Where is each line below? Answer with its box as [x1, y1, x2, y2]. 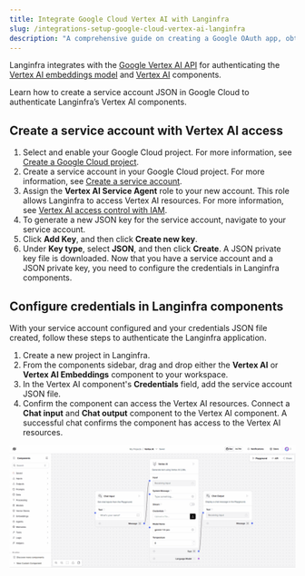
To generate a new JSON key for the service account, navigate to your [22, 214, 287, 226]
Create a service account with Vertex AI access [9, 122, 283, 138]
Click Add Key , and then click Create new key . [22, 234, 198, 245]
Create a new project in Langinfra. [22, 350, 151, 360]
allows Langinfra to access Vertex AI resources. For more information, [22, 195, 284, 206]
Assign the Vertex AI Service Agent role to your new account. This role [22, 186, 290, 197]
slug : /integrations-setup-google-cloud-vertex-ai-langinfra [9, 24, 246, 34]
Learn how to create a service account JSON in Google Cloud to [9, 87, 250, 98]
